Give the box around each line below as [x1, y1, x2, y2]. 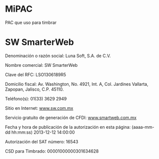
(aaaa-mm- [131, 124, 155, 130]
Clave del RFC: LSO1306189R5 [5, 72, 67, 78]
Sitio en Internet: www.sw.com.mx [5, 105, 73, 111]
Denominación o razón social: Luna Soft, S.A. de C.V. [5, 53, 111, 59]
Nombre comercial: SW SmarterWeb [5, 62, 78, 68]
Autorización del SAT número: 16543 [5, 139, 79, 144]
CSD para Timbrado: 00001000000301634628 [5, 148, 99, 154]
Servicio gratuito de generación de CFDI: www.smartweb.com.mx [5, 115, 137, 120]
